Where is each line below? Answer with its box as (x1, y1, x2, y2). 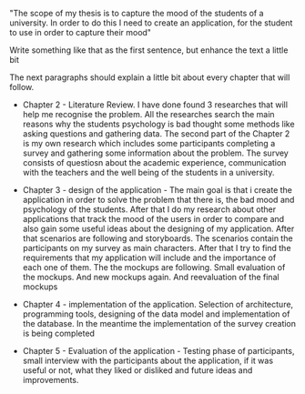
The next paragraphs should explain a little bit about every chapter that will (9, 72, 290, 83)
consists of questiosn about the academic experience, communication (22, 157, 287, 167)
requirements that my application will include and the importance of (22, 252, 277, 263)
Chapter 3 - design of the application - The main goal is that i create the (22, 185, 293, 195)
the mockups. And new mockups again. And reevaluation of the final (22, 272, 280, 282)
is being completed (22, 328, 96, 338)
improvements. (22, 375, 79, 385)
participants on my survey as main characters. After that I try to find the (22, 243, 291, 253)
